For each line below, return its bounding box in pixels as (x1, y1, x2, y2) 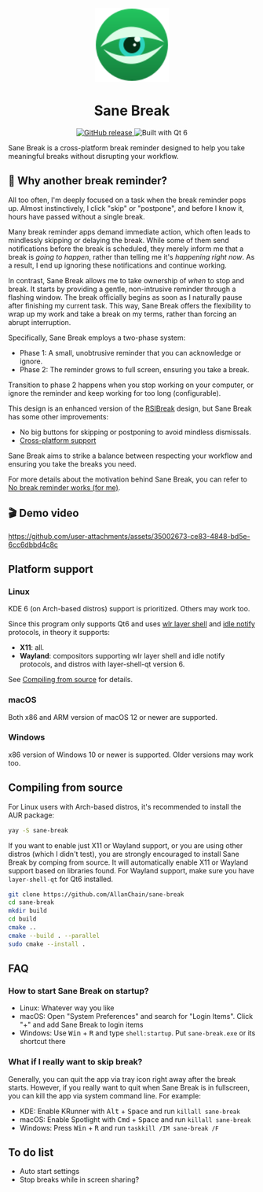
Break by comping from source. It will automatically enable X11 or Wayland (8, 858, 249, 867)
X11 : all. (19, 643, 45, 652)
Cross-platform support (19, 435, 97, 445)
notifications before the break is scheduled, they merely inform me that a (8, 244, 244, 253)
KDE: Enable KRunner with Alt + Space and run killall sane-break (19, 1106, 241, 1116)
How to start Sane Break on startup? (8, 985, 149, 996)
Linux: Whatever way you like (19, 1003, 115, 1013)
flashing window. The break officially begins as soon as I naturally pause (8, 292, 243, 302)
